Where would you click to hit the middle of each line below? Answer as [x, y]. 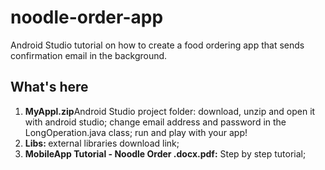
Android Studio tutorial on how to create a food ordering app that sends [157, 45]
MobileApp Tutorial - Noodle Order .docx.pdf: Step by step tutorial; [165, 153]
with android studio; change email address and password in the [155, 122]
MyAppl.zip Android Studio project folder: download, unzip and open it [170, 111]
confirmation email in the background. [89, 55]
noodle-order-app [87, 17]
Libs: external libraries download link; [102, 143]
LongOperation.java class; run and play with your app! [136, 132]
